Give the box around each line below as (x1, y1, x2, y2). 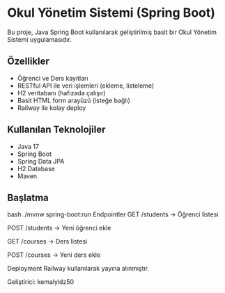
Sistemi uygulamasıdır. (7, 35, 72, 43)
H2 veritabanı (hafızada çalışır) (17, 88, 106, 97)
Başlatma (7, 191, 49, 203)
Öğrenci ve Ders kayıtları (17, 74, 88, 82)
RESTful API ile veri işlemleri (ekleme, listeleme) (17, 81, 155, 90)
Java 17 (17, 142, 40, 150)
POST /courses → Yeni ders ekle (7, 251, 101, 259)
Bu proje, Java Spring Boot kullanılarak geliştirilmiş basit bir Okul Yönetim (7, 28, 217, 36)
